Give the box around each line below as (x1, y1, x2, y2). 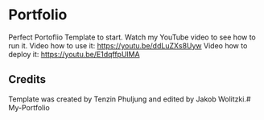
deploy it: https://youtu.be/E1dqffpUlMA (8, 49, 140, 59)
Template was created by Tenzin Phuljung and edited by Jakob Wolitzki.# (8, 94, 251, 104)
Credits (8, 72, 47, 86)
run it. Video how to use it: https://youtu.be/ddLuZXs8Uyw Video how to (8, 40, 248, 50)
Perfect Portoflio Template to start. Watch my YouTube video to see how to (8, 32, 256, 42)
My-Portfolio (8, 102, 50, 112)
